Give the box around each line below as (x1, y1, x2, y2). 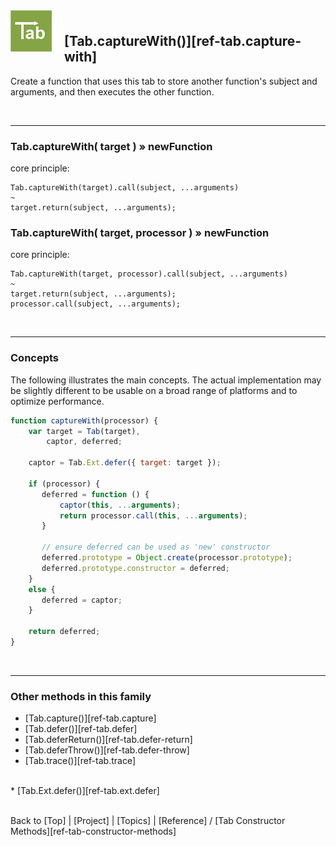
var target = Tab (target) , (28, 426, 141, 436)
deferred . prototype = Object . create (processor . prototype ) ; (41, 553, 293, 563)
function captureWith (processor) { (10, 415, 159, 426)
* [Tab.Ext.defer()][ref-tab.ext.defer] (10, 785, 160, 797)
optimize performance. (10, 395, 105, 407)
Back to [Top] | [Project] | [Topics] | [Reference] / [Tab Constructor (10, 815, 286, 827)
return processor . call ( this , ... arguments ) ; (59, 510, 248, 521)
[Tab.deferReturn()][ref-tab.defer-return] (24, 734, 193, 746)
